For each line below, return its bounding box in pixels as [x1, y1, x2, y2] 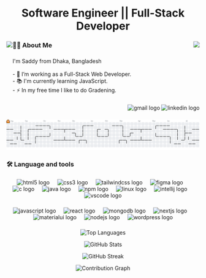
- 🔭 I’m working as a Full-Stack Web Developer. [12, 70, 132, 78]
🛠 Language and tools [6, 160, 75, 168]
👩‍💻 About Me [12, 41, 52, 50]
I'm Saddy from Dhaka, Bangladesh [12, 58, 102, 65]
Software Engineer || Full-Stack [21, 6, 185, 20]
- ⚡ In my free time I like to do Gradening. [12, 86, 116, 94]
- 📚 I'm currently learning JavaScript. [12, 77, 109, 85]
